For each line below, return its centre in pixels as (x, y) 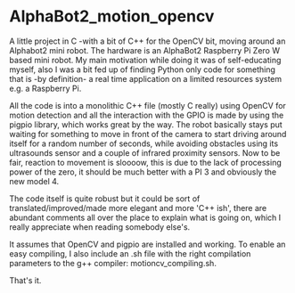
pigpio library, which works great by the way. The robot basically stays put (146, 124)
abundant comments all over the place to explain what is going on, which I (145, 217)
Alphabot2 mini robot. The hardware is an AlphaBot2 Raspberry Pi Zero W (145, 50)
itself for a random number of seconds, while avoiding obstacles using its (144, 143)
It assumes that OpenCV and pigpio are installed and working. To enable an (147, 244)
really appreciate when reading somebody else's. (100, 227)
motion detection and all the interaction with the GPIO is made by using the (147, 115)
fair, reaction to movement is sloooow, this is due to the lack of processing (146, 162)
